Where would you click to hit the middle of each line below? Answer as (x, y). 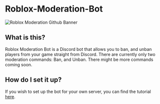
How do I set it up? (33, 80)
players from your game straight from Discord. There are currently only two (80, 54)
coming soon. (19, 64)
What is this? (25, 37)
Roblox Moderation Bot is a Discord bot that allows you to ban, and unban (78, 49)
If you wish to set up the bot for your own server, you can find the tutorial (78, 91)
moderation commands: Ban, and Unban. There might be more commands (79, 59)
